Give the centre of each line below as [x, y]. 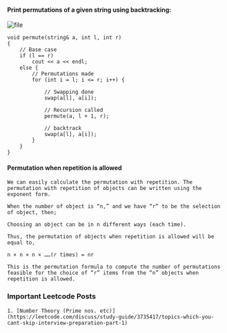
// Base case [38, 50]
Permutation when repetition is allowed [65, 168]
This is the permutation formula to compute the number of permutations [114, 267]
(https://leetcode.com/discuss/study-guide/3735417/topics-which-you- [111, 317]
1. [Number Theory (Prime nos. [52, 311]
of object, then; [32, 213]
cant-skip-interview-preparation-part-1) [68, 323]
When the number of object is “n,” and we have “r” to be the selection [114, 207]
